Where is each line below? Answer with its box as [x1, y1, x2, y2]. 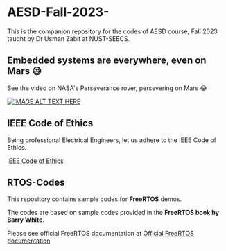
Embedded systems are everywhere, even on [7, 55, 207, 67]
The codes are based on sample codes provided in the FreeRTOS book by [7, 209, 220, 217]
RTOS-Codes [7, 176, 65, 188]
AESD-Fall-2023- [7, 4, 110, 20]
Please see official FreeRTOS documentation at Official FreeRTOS [7, 230, 194, 238]
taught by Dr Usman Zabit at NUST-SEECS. [7, 34, 130, 42]
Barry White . [7, 216, 45, 224]
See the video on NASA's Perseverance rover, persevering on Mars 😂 [7, 84, 208, 92]
